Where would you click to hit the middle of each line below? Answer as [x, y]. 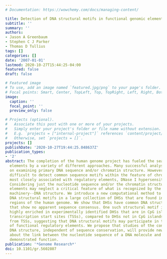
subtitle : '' [19, 23]
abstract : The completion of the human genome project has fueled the [80, 161]
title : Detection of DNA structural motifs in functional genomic [75, 19]
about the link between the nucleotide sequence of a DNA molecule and [85, 235]
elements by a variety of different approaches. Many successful [79, 166]
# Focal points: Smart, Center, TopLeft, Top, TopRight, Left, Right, [80, 92]
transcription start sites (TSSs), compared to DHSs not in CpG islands [86, 216]
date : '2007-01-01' [25, 60]
